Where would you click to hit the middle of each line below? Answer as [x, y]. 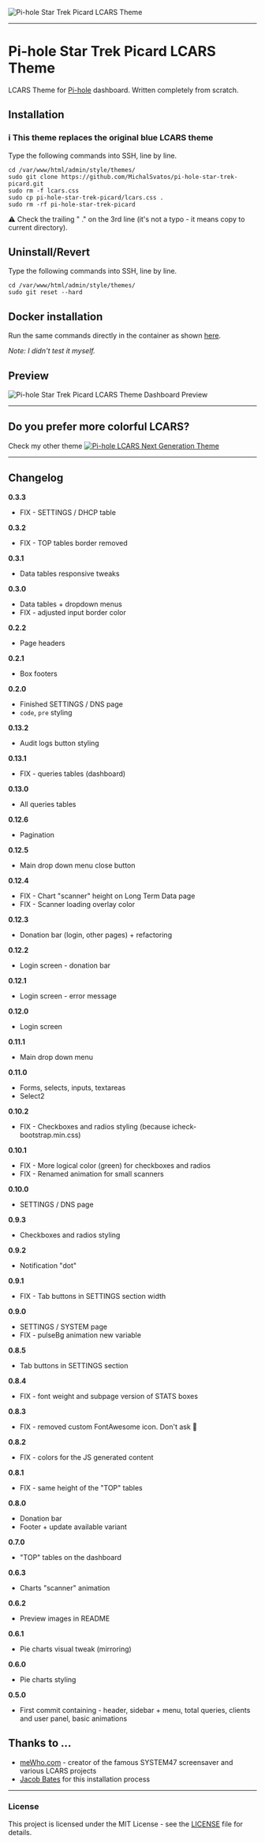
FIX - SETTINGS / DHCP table [68, 512]
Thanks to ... [40, 1743]
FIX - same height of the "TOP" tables [81, 1487]
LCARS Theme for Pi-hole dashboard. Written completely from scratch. [123, 90]
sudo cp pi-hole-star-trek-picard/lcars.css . [86, 197]
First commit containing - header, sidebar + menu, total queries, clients [135, 1710]
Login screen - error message [68, 996]
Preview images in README [65, 1618]
